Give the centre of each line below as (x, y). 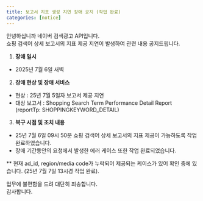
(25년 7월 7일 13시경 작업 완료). (62, 171)
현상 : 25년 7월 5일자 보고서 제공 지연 (59, 95)
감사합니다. (20, 191)
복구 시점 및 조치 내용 (40, 122)
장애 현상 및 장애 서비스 (42, 82)
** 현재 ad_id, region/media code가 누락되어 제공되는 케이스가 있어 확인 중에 (98, 163)
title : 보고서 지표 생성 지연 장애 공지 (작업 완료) (64, 12)
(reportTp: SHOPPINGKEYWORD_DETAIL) (67, 110)
